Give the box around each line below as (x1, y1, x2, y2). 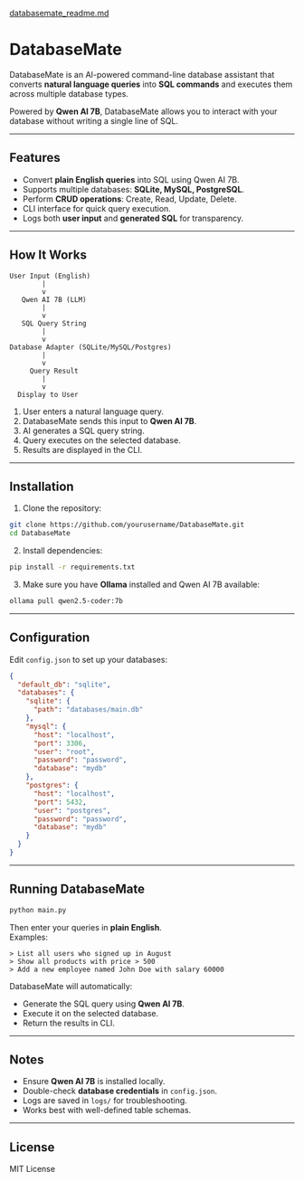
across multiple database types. (9, 88, 129, 99)
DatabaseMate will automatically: (9, 980, 133, 991)
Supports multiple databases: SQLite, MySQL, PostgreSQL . (22, 184, 245, 194)
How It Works (9, 248, 88, 263)
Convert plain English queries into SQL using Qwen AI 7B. (22, 174, 240, 184)
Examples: (9, 931, 48, 942)
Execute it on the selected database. (22, 1007, 159, 1018)
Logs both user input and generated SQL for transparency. (22, 213, 244, 223)
